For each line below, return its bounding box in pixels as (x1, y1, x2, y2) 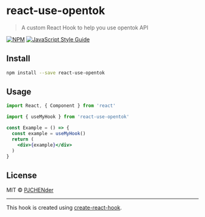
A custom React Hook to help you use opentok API (21, 24, 148, 31)
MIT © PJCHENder (6, 186, 54, 194)
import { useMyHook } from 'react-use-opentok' (6, 114, 130, 120)
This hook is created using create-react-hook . (6, 204, 122, 211)
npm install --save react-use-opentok (6, 70, 105, 76)
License (6, 170, 37, 180)
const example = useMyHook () (12, 131, 86, 137)
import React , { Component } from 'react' (6, 103, 116, 109)
